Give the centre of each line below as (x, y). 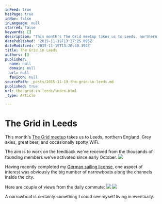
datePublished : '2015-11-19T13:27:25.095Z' (50, 41)
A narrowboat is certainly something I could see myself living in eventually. (80, 197)
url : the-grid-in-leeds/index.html (41, 91)
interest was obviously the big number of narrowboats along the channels (79, 172)
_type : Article (20, 95)
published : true (21, 86)
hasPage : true (19, 14)
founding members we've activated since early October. (61, 157)
